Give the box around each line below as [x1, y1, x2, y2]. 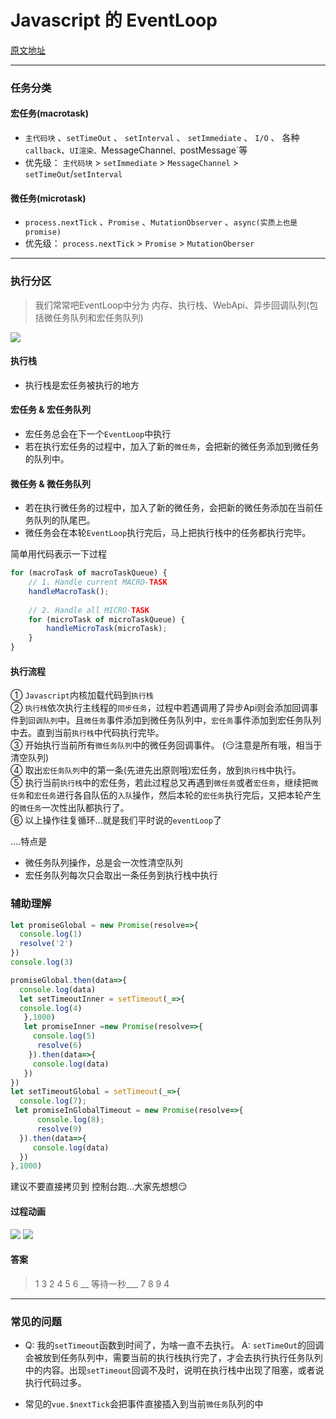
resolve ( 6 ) [36, 1041, 83, 1051]
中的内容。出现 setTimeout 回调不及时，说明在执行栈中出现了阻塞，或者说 [24, 1364, 325, 1376]
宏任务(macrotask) [10, 107, 89, 120]
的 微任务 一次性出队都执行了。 [10, 802, 130, 814]
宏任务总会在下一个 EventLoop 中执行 [24, 427, 172, 440]
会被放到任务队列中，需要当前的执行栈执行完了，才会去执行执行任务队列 [24, 1352, 323, 1363]
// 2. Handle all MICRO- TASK [28, 605, 150, 615]
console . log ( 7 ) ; [19, 1096, 87, 1106]
